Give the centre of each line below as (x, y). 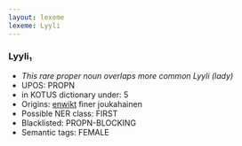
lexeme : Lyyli (35, 26)
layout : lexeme (36, 17)
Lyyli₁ (20, 57)
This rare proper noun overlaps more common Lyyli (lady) (127, 75)
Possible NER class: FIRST (69, 113)
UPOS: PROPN (48, 85)
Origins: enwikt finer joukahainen (82, 104)
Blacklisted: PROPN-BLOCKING (79, 123)
